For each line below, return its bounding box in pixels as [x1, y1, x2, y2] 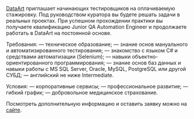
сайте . [6, 107, 22, 113]
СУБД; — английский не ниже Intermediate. [6, 72, 114, 78]
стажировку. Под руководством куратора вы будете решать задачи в [6, 11, 181, 18]
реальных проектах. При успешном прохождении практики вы [6, 17, 163, 24]
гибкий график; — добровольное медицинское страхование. [6, 89, 158, 96]
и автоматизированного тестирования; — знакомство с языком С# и [6, 47, 178, 54]
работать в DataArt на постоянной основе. [6, 30, 112, 37]
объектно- [132, 53, 158, 60]
